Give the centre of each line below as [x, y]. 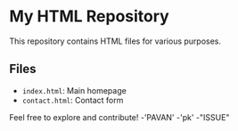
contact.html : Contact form [73, 100]
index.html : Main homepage [74, 90]
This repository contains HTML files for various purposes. [115, 41]
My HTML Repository [89, 16]
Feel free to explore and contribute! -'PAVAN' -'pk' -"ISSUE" [119, 117]
